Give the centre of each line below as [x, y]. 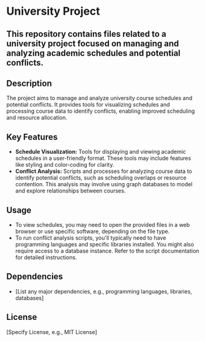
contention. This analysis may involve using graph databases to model [104, 184]
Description [29, 83]
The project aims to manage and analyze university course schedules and [99, 98]
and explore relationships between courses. [70, 191]
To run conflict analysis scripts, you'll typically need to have [91, 238]
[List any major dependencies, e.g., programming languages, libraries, [104, 291]
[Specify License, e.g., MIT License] [52, 332]
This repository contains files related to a [86, 34]
